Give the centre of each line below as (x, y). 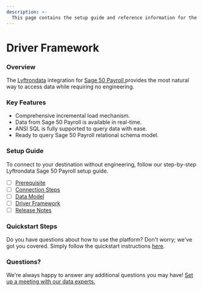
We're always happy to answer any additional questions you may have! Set (100, 275)
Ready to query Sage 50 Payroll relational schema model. (87, 135)
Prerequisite (30, 182)
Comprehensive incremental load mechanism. (73, 116)
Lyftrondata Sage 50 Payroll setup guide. (57, 171)
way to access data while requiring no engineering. (71, 87)
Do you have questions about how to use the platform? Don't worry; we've (99, 240)
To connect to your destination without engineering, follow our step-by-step (101, 164)
